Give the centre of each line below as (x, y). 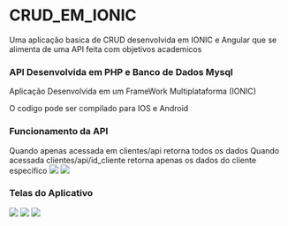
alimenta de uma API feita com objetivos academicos (106, 49)
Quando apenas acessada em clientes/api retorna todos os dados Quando (144, 150)
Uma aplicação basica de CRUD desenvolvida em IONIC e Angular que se (143, 40)
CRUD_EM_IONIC (73, 15)
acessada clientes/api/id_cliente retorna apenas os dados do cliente (133, 160)
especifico (28, 170)
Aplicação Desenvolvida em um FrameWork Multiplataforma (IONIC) (133, 91)
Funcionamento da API (59, 132)
